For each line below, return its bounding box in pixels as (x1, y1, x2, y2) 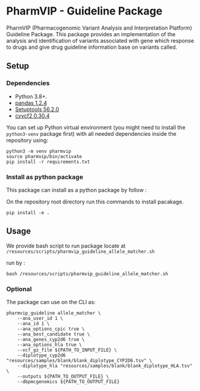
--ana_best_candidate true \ (17, 331, 90, 337)
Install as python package (6, 173, 83, 181)
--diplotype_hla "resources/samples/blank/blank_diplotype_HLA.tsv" (17, 363, 193, 369)
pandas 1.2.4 (14, 99, 47, 106)
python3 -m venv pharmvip (6, 148, 71, 154)
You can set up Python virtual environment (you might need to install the (6, 124, 186, 131)
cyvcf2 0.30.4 (14, 112, 50, 119)
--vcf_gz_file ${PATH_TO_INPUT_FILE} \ (17, 347, 117, 354)
